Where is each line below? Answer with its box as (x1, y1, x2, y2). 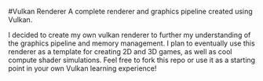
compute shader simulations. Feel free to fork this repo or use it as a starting (8, 55, 256, 64)
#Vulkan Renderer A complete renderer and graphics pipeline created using (8, 7, 253, 16)
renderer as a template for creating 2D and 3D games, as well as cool (8, 47, 232, 56)
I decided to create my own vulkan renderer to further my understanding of (8, 31, 251, 39)
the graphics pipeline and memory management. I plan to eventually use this (8, 39, 255, 48)
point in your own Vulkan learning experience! (8, 64, 157, 73)
